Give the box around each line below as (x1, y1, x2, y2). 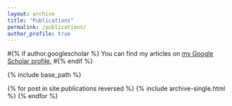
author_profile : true (7, 30, 71, 37)
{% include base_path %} (7, 71, 82, 79)
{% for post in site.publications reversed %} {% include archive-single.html (7, 84, 226, 93)
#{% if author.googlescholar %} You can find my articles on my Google (7, 49, 214, 58)
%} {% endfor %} (7, 92, 59, 100)
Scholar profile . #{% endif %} (7, 57, 93, 66)
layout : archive (7, 10, 55, 18)
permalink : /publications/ (7, 23, 87, 30)
